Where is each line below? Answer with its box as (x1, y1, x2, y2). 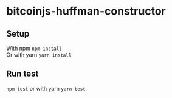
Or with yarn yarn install (6, 51, 72, 58)
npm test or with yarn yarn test (6, 85, 86, 92)
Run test (6, 69, 39, 79)
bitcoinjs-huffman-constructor (6, 4, 166, 18)
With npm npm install (6, 44, 62, 52)
